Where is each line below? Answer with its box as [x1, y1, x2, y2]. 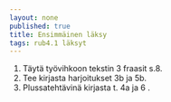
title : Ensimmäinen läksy [9, 30, 107, 39]
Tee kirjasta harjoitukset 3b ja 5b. [22, 73, 147, 84]
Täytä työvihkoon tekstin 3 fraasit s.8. [22, 63, 163, 74]
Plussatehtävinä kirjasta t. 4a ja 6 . [22, 82, 151, 93]
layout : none [9, 13, 59, 23]
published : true [9, 22, 71, 31]
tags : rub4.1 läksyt [9, 38, 88, 48]
